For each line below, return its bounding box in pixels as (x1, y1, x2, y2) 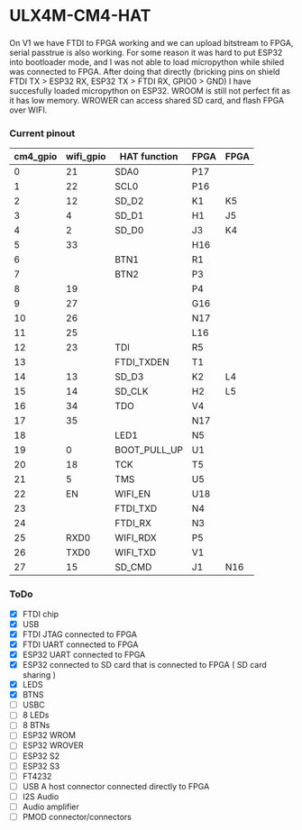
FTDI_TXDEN (114, 356, 169, 369)
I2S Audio (22, 790, 59, 802)
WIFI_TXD (114, 546, 157, 559)
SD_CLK (114, 385, 149, 397)
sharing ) (22, 670, 57, 680)
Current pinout (9, 127, 76, 140)
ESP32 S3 (22, 761, 60, 771)
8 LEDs (22, 709, 50, 721)
